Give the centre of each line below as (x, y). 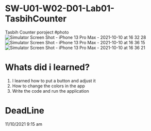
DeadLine (25, 111)
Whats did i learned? (47, 67)
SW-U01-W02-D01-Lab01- (60, 8)
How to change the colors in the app (48, 86)
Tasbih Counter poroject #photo (37, 32)
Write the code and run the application (50, 91)
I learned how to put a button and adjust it (54, 81)
